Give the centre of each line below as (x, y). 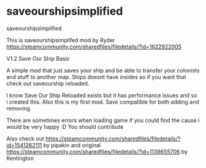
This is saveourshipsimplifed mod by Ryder (61, 40)
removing (18, 108)
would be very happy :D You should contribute (65, 126)
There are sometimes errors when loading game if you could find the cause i (103, 120)
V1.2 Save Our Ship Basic (38, 58)
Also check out (25, 139)
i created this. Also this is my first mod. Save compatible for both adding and (103, 102)
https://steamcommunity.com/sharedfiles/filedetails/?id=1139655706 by (97, 151)
